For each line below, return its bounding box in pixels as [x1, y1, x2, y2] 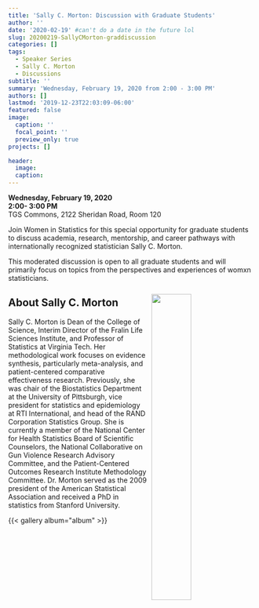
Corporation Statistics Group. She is [8, 417, 124, 426]
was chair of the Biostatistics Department [8, 384, 142, 393]
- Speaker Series [15, 56, 72, 64]
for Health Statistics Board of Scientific [8, 433, 134, 443]
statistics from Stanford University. [8, 500, 120, 510]
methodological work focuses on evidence [8, 350, 146, 359]
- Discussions [15, 70, 61, 78]
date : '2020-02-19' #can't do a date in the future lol [8, 26, 195, 34]
